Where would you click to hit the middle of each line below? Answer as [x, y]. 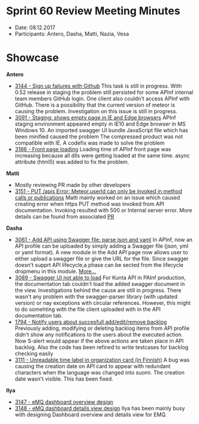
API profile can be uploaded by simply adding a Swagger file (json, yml [102, 246]
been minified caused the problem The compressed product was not [99, 136]
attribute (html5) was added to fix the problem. [72, 161]
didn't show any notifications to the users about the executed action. [99, 334]
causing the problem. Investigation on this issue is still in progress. [96, 111]
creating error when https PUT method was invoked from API [89, 204]
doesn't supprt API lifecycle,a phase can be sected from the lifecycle [99, 265]
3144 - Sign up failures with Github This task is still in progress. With [98, 86]
